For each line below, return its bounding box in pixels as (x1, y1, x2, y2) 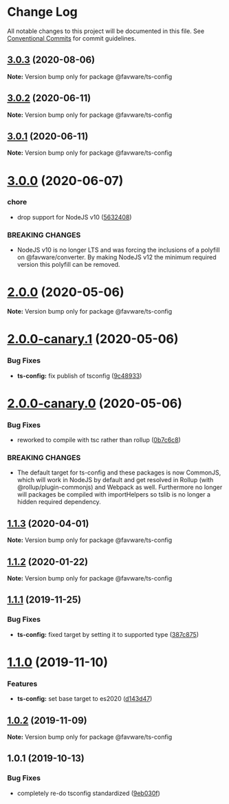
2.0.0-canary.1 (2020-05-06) (7, 332, 179, 347)
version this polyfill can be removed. (17, 261, 120, 269)
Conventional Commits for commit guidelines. (7, 34, 136, 42)
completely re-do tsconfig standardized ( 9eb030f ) (17, 789, 160, 797)
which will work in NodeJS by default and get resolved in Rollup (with (17, 476, 214, 484)
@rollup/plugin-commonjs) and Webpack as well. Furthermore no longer (17, 483, 223, 492)
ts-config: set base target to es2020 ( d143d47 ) (17, 695, 153, 703)
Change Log (7, 4, 78, 20)
